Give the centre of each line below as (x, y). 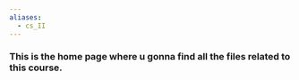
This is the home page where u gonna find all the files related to (150, 57)
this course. (36, 68)
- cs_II (32, 26)
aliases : (26, 17)
